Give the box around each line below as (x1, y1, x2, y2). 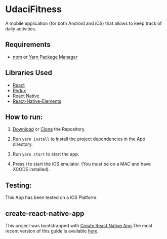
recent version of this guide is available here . (5, 228, 99, 234)
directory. (12, 141, 33, 147)
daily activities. (5, 25, 36, 31)
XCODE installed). (12, 166, 50, 173)
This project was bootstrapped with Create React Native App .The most (5, 223, 153, 228)
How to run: (5, 112, 43, 121)
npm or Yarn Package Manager (12, 54, 78, 60)
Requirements (5, 41, 51, 49)
